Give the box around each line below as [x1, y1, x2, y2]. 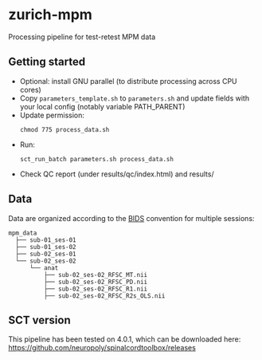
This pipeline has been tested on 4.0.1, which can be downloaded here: [8, 334, 241, 344]
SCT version [8, 313, 71, 326]
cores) [19, 85, 41, 94]
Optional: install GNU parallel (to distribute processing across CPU [19, 76, 237, 85]
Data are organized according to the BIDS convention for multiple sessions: [8, 213, 255, 223]
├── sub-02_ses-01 [15, 250, 77, 258]
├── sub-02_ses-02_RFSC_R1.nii [43, 285, 148, 293]
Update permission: [19, 110, 85, 120]
